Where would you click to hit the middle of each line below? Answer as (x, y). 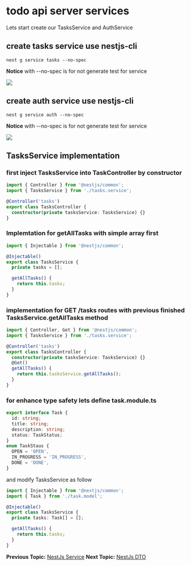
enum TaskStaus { (28, 446)
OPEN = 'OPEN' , (30, 451)
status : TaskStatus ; (37, 435)
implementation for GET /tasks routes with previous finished (95, 310)
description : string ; (38, 429)
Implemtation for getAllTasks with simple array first (82, 233)
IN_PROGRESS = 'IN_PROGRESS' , (49, 457)
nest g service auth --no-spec (45, 115)
